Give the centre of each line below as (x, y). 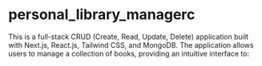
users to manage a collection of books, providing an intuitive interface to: (129, 53)
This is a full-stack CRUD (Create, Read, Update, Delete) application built (129, 37)
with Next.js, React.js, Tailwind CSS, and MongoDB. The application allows (131, 45)
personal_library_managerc (102, 15)
